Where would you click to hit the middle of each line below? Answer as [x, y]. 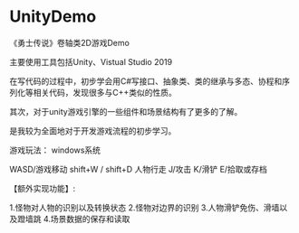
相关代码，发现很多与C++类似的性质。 [105, 92]
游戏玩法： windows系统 [55, 150]
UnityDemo [53, 17]
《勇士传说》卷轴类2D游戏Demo [69, 42]
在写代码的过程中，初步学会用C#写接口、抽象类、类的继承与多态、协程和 [146, 81]
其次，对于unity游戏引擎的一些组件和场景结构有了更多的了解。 [126, 111]
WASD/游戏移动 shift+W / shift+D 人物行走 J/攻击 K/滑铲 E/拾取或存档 [138, 169]
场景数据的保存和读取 [90, 219]
